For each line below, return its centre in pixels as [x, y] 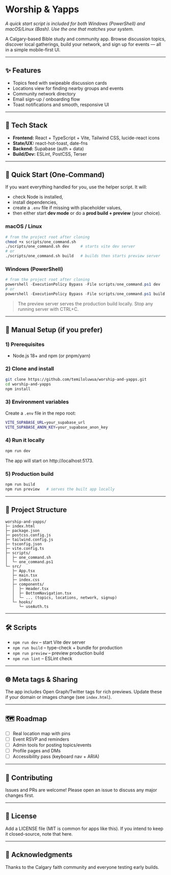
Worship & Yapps [42, 9]
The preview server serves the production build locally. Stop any [85, 303]
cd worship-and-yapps [28, 384]
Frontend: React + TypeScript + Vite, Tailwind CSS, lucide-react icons [86, 138]
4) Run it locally [25, 440]
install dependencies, [35, 202]
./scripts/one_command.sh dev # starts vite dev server [70, 247]
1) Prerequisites [25, 345]
